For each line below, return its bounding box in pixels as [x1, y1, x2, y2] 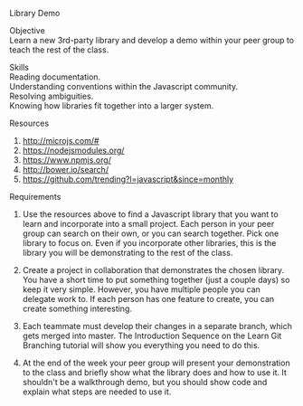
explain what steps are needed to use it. [22, 386, 172, 397]
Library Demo [9, 8, 61, 18]
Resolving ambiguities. [9, 90, 94, 101]
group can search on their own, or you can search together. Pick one [22, 228, 279, 239]
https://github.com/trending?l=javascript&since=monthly [22, 174, 234, 184]
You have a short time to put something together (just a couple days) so [22, 275, 290, 285]
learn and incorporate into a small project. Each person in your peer [22, 219, 275, 229]
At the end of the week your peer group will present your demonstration [22, 357, 291, 368]
